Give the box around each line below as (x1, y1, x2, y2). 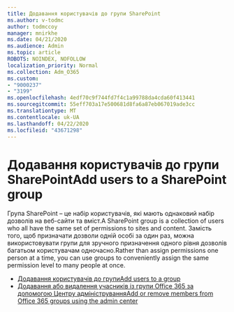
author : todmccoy (7, 23, 58, 30)
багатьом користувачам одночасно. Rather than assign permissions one (7, 247, 219, 255)
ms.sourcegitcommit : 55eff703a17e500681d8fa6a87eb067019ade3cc (7, 101, 196, 108)
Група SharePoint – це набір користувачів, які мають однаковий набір (7, 210, 215, 218)
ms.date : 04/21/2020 (7, 36, 68, 43)
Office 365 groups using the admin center (17, 297, 138, 305)
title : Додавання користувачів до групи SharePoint (7, 10, 161, 17)
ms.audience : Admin (7, 42, 64, 49)
